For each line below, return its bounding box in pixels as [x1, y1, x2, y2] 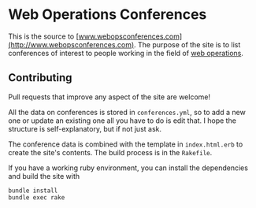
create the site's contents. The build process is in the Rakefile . [8, 147, 213, 157]
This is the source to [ [8, 32, 79, 41]
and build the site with [8, 171, 80, 180]
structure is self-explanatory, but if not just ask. [8, 124, 162, 133]
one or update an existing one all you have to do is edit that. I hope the [8, 116, 236, 125]
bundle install [8, 187, 58, 195]
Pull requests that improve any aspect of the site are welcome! [8, 92, 211, 102]
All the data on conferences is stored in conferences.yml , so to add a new [8, 107, 246, 117]
